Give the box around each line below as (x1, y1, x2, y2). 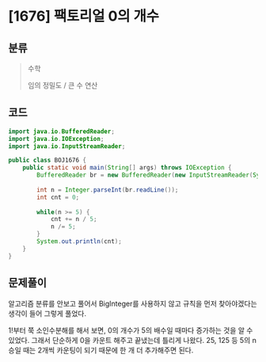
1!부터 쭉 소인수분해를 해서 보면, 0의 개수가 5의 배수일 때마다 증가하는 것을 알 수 (8, 326, 253, 335)
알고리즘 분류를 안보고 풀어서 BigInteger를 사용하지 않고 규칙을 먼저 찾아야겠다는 (8, 299, 257, 308)
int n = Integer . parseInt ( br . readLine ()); (36, 185, 179, 194)
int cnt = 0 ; (36, 193, 80, 201)
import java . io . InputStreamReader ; (8, 142, 126, 151)
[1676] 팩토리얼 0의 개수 (8, 7, 160, 25)
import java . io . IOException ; (8, 135, 104, 143)
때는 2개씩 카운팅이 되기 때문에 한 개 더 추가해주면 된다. (22, 345, 194, 355)
